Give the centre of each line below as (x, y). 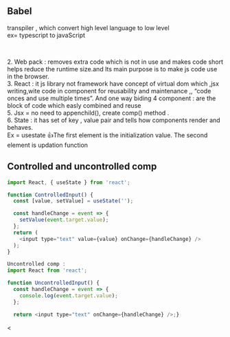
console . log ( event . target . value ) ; (69, 295)
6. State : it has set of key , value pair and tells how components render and (114, 120)
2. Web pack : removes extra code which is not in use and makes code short (115, 62)
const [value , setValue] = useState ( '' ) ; (73, 201)
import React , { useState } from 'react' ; (69, 182)
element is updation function (47, 145)
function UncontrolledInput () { (53, 283)
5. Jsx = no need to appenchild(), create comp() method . (88, 113)
